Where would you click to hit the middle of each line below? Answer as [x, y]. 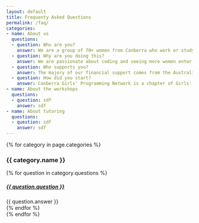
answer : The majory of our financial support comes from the [94, 73]
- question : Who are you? [44, 45]
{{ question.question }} [36, 186]
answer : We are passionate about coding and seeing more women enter [105, 61]
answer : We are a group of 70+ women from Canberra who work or [98, 51]
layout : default [26, 12]
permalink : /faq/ [28, 23]
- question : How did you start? [52, 78]
